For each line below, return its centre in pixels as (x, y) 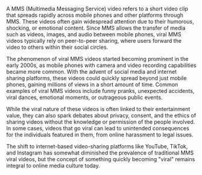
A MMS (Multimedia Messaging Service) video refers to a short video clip (97, 9)
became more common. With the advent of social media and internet (91, 72)
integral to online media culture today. (53, 166)
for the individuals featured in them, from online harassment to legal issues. (100, 135)
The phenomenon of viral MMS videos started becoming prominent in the (97, 59)
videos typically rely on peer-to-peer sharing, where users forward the (94, 41)
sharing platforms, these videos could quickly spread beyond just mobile (96, 78)
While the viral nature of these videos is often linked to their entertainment (98, 109)
